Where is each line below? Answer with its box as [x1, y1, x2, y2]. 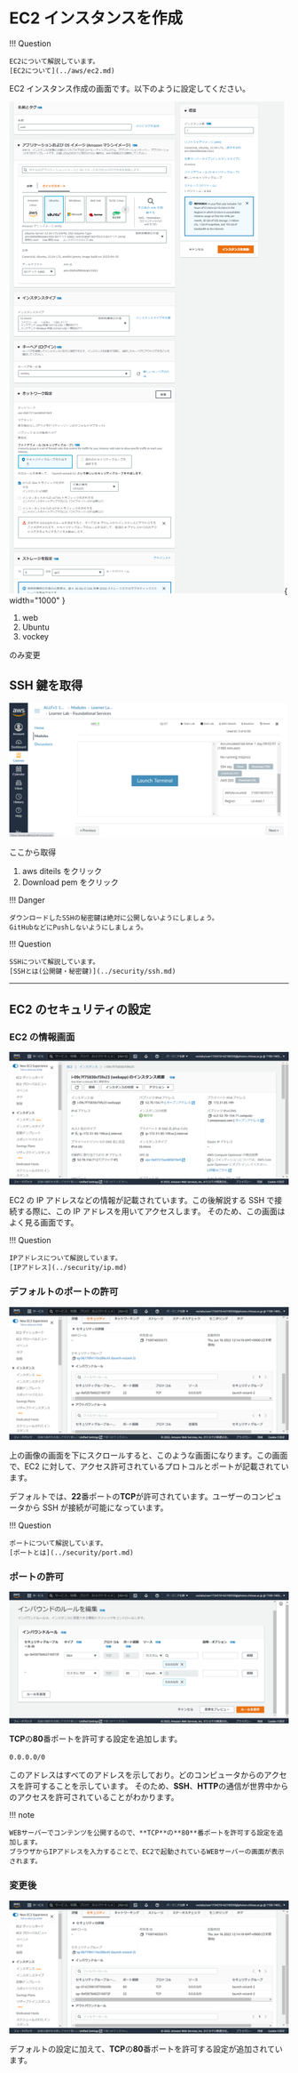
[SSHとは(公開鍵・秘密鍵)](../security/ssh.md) [9, 967, 176, 976]
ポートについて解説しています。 [9, 1539, 108, 1547]
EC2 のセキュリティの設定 [9, 1001, 152, 1016]
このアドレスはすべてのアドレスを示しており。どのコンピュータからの [9, 1770, 264, 1780]
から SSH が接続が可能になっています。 [24, 1502, 169, 1513]
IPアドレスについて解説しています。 [9, 1254, 122, 1263]
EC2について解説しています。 [9, 57, 100, 66]
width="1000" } [9, 595, 66, 606]
